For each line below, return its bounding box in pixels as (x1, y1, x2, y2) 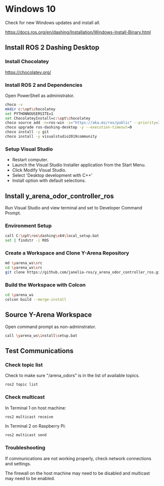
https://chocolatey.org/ (5, 69, 51, 75)
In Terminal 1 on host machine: (5, 405, 66, 410)
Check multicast (5, 394, 45, 401)
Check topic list (5, 361, 43, 368)
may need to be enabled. (5, 475, 55, 481)
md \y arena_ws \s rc (5, 261, 42, 266)
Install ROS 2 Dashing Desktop (5, 43, 100, 52)
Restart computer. (12, 157, 49, 163)
